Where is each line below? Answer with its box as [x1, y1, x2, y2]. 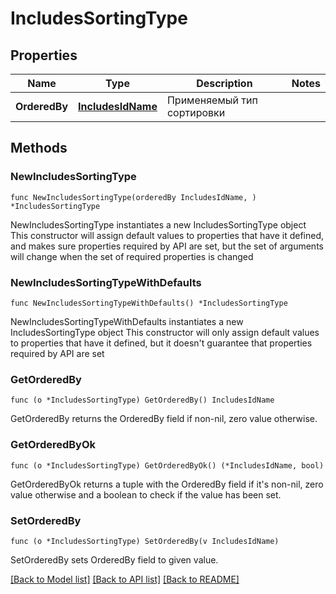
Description [196, 77, 253, 90]
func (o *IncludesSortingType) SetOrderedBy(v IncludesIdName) [10, 536, 280, 546]
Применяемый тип [166, 93, 258, 107]
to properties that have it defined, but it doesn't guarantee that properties [10, 337, 313, 349]
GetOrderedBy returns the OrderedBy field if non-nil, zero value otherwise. [10, 413, 318, 425]
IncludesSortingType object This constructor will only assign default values [10, 326, 320, 338]
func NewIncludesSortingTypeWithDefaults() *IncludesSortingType [10, 298, 288, 308]
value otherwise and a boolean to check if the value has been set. [10, 488, 282, 501]
